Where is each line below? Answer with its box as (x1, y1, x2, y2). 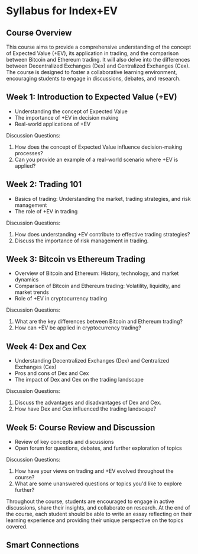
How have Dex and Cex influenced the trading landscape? (14, 405, 157, 412)
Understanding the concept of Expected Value (14, 108, 128, 115)
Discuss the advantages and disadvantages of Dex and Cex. (14, 399, 162, 406)
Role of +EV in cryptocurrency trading (14, 295, 108, 302)
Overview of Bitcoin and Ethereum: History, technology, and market (14, 270, 179, 277)
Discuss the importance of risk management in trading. (14, 237, 149, 244)
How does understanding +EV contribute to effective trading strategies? (14, 230, 190, 238)
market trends (14, 289, 49, 296)
